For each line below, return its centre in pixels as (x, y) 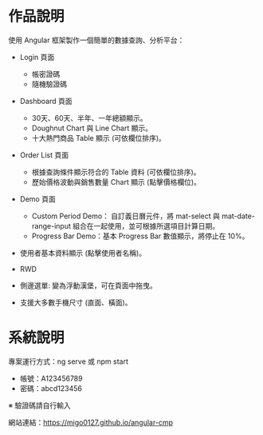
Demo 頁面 (37, 199)
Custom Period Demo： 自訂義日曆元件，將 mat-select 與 (126, 216)
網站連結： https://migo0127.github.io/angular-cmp (91, 422)
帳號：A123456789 (51, 378)
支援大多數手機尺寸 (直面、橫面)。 (76, 302)
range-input (51, 225)
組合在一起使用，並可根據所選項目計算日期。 (146, 225)
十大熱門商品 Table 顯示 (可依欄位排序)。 (98, 138)
